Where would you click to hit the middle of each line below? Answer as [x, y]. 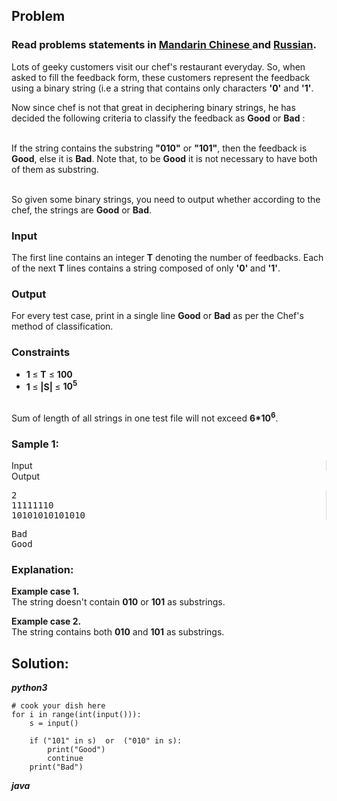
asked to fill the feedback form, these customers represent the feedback [161, 77]
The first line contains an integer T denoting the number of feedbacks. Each [167, 257]
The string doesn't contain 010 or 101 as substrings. [118, 602]
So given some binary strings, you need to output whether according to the [166, 199]
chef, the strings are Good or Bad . [82, 210]
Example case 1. [45, 591]
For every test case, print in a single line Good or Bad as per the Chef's [157, 316]
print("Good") [76, 750]
